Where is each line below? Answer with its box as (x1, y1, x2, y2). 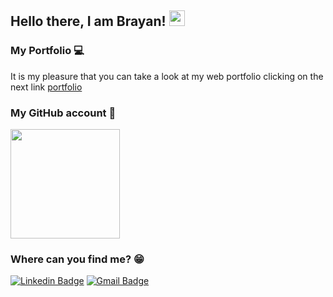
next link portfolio (10, 81, 83, 93)
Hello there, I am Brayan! (10, 13, 167, 30)
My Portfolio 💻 (10, 44, 85, 58)
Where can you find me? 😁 (10, 252, 145, 266)
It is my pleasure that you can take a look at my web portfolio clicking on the (10, 70, 324, 82)
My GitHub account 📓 (10, 106, 117, 120)
